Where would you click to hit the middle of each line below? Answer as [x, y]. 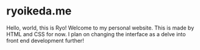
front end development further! [45, 40]
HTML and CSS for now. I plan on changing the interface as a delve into [96, 34]
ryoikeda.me [39, 11]
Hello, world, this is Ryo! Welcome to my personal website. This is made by [100, 28]
